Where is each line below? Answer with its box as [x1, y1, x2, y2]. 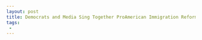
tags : [6, 19, 20, 25]
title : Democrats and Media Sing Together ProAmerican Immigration [6, 14, 179, 20]
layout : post [6, 8, 39, 15]
